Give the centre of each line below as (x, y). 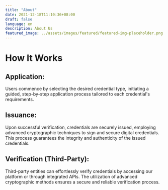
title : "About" (21, 10)
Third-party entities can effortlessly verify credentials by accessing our (79, 171)
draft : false (19, 19)
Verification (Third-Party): (47, 159)
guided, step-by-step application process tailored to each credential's (77, 94)
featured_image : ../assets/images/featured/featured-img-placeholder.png (84, 33)
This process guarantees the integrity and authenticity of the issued (75, 138)
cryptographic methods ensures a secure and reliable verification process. (82, 182)
